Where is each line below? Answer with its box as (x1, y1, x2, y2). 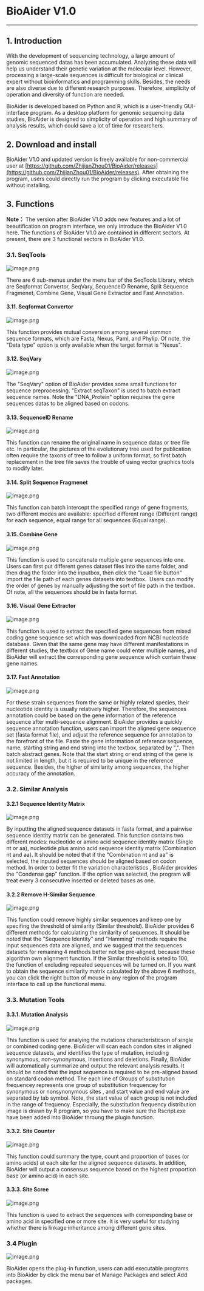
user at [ (6, 162, 27, 169)
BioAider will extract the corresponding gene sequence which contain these (6, 653, 196, 660)
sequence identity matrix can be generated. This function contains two (6, 832, 184, 839)
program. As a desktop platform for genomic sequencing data (30, 109, 185, 116)
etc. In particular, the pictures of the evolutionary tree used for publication (6, 445, 191, 453)
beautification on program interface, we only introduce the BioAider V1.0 (6, 223, 187, 230)
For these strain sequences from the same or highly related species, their (6, 699, 189, 706)
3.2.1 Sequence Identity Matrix (6, 800, 85, 807)
